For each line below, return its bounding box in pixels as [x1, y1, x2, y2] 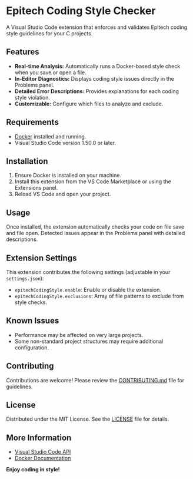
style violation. [14, 94, 51, 101]
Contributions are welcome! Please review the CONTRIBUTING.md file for [6, 376, 185, 384]
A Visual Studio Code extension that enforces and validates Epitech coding [6, 24, 188, 31]
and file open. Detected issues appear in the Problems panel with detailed [6, 230, 185, 237]
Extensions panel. [14, 184, 58, 191]
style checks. [14, 299, 48, 306]
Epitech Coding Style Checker [6, 4, 156, 18]
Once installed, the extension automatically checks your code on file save [6, 223, 185, 230]
